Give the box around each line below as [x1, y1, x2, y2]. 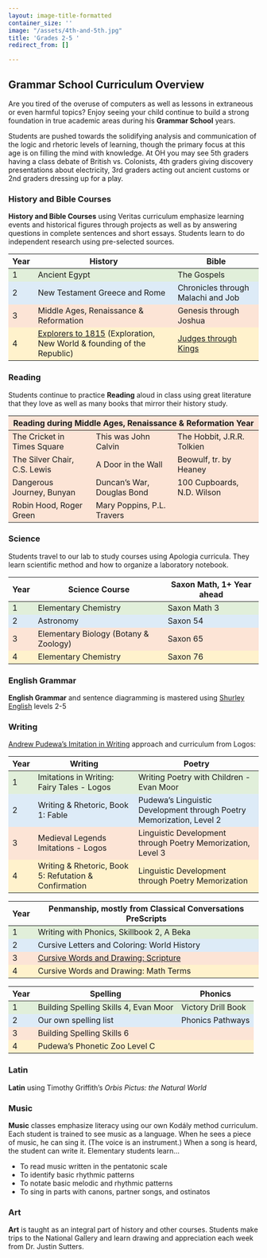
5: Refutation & [37, 870, 94, 881]
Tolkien [177, 441, 205, 452]
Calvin [95, 441, 120, 452]
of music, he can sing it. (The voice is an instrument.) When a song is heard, [8, 1138, 257, 1147]
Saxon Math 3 [167, 602, 220, 613]
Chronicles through [177, 282, 250, 293]
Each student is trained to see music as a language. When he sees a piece [8, 1129, 252, 1139]
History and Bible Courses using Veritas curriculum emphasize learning [8, 212, 245, 221]
